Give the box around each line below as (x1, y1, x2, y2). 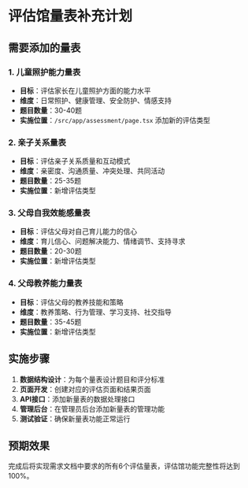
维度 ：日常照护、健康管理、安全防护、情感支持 (19, 95, 172, 105)
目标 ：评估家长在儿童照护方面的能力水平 (19, 86, 151, 95)
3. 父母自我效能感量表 (8, 208, 91, 219)
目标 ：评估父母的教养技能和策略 (19, 297, 124, 307)
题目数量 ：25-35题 (19, 176, 81, 186)
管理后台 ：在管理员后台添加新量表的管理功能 (19, 404, 165, 413)
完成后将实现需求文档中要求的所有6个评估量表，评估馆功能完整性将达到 (8, 461, 240, 471)
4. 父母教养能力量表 (8, 278, 83, 289)
